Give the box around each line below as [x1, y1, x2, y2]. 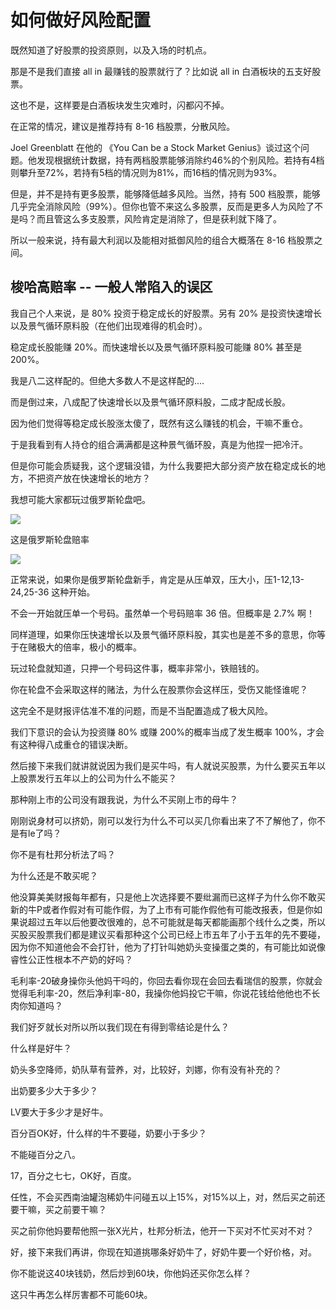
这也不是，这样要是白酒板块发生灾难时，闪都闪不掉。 [10, 99, 230, 111]
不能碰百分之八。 [10, 1148, 81, 1160]
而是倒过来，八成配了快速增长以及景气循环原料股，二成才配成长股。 [10, 396, 291, 408]
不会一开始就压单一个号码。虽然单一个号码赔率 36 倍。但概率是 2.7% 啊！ [10, 607, 316, 619]
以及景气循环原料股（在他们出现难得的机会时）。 [10, 319, 208, 331]
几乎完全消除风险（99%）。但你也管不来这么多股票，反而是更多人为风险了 [10, 200, 315, 212]
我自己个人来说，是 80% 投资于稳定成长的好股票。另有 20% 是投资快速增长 [10, 307, 323, 319]
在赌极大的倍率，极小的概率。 [18, 641, 142, 653]
